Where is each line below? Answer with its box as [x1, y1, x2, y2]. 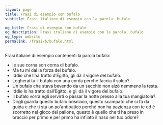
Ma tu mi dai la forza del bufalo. [12, 67, 77, 73]
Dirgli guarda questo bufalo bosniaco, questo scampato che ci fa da [12, 98, 150, 104]
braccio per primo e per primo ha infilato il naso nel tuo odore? [12, 114, 139, 120]
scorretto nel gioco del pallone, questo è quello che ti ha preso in [12, 109, 144, 115]
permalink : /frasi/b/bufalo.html [5, 39, 74, 44]
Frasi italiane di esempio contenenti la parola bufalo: [5, 52, 110, 58]
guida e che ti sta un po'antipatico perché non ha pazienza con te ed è [12, 104, 155, 110]
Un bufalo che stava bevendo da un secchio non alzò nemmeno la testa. [12, 83, 159, 89]
